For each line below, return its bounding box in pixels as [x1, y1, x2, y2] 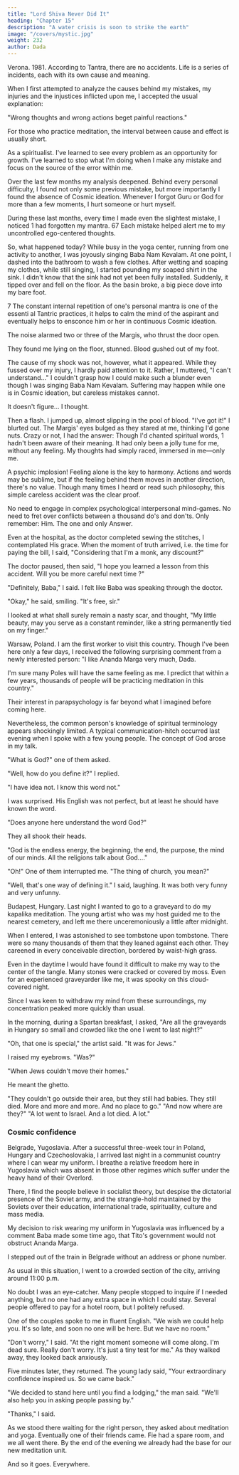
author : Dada [7, 43, 46, 51]
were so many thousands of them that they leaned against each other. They [7, 939, 229, 947]
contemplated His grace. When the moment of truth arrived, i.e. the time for [7, 541, 229, 549]
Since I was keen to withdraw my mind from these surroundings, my [7, 997, 207, 1005]
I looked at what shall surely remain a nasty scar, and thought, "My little [7, 611, 217, 619]
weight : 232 [7, 37, 43, 44]
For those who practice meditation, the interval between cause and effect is [7, 127, 229, 135]
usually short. [7, 134, 48, 143]
